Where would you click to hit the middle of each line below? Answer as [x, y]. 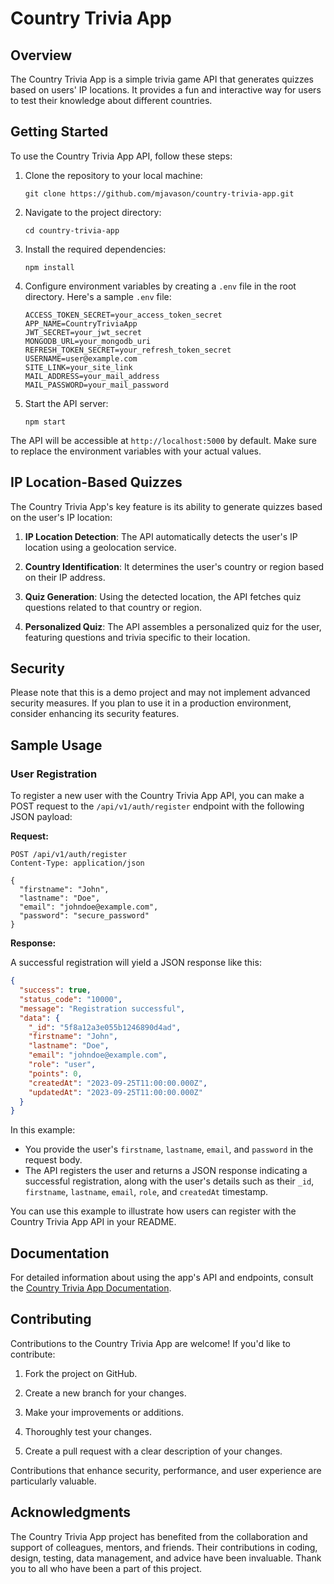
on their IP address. [65, 577]
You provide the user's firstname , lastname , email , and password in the [169, 1149]
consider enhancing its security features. [95, 714]
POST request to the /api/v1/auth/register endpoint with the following [157, 806]
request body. [53, 1160]
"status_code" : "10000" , [71, 999]
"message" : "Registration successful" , [102, 1008]
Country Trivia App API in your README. [93, 1222]
